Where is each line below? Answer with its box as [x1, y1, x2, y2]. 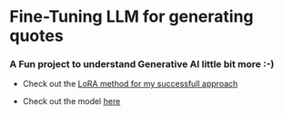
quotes [9, 25, 64, 46]
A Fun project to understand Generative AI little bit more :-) [9, 58, 275, 71]
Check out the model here [22, 96, 121, 107]
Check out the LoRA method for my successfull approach [22, 79, 238, 90]
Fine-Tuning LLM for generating [9, 6, 254, 27]
